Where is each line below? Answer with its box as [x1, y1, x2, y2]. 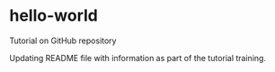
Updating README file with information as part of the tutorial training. [9, 52, 267, 63]
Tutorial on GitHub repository [9, 35, 117, 46]
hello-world [9, 5, 99, 26]
